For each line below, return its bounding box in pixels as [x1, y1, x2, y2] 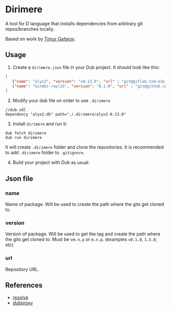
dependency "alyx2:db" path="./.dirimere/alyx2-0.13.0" [5, 112, 126, 117]
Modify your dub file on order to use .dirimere [12, 98, 110, 104]
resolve [12, 295, 28, 301]
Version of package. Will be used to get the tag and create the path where [5, 231, 160, 237]
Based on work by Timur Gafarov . [5, 36, 76, 42]
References [5, 281, 43, 290]
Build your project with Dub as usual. [12, 159, 90, 165]
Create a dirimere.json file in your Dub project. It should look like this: [12, 64, 160, 70]
